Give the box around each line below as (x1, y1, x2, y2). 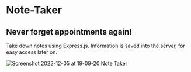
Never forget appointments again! (6, 27, 133, 37)
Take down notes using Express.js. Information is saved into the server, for (6, 42, 185, 49)
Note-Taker (6, 4, 62, 17)
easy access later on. (6, 49, 57, 56)
